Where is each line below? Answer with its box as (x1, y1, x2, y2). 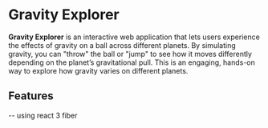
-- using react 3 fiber (8, 110, 78, 120)
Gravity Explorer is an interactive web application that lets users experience (8, 32, 261, 42)
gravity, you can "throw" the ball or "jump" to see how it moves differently (8, 49, 253, 58)
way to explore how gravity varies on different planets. (8, 66, 189, 75)
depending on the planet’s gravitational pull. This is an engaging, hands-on (8, 58, 255, 67)
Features (8, 90, 54, 103)
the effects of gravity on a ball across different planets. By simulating (8, 40, 237, 50)
